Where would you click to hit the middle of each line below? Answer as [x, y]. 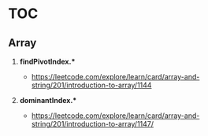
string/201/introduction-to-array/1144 [91, 85]
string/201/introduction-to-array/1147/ [93, 124]
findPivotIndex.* [47, 61]
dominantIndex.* [48, 100]
